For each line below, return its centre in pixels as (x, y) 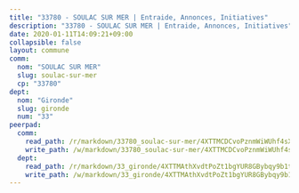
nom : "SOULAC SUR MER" (59, 68)
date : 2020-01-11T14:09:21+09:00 (71, 34)
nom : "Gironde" (45, 100)
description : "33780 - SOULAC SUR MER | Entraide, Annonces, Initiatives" (151, 26)
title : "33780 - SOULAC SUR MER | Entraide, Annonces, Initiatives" (139, 17)
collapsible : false (45, 42)
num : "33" (35, 117)
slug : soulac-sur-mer (57, 76)
